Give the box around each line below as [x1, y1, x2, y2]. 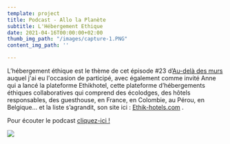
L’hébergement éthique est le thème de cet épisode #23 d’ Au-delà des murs [7, 67, 223, 75]
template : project [7, 10, 60, 17]
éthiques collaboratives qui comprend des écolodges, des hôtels [7, 88, 191, 97]
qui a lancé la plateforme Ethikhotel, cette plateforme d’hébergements [7, 82, 205, 89]
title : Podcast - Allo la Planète [7, 16, 107, 23]
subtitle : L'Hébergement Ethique [7, 23, 103, 29]
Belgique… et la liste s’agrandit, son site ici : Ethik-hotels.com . [7, 104, 184, 111]
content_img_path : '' [7, 42, 70, 49]
